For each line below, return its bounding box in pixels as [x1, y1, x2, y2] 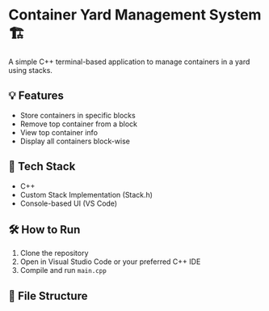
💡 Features [8, 89, 65, 103]
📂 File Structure [8, 289, 88, 303]
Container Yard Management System [8, 6, 262, 24]
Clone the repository [19, 249, 89, 258]
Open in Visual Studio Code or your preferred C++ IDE [19, 257, 201, 266]
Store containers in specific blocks [19, 110, 136, 120]
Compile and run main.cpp [19, 266, 107, 275]
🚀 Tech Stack [8, 160, 76, 173]
